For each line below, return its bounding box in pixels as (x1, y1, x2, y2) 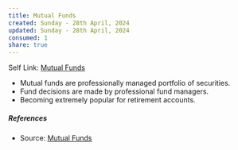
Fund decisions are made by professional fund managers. (19, 87, 209, 96)
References (8, 113, 48, 123)
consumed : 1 (8, 33, 48, 42)
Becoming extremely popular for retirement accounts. (19, 95, 197, 105)
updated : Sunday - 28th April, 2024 (8, 26, 130, 34)
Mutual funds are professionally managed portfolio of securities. (19, 79, 231, 88)
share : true (8, 41, 48, 49)
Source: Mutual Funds (19, 133, 92, 143)
